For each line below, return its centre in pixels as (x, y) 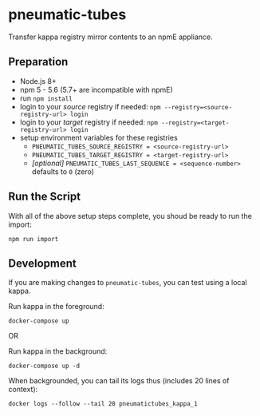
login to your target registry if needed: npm (89, 122)
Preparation (38, 62)
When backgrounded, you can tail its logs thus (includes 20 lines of (119, 381)
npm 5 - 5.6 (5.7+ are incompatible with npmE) (96, 89)
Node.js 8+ (38, 81)
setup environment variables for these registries (98, 137)
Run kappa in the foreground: (57, 307)
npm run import (33, 239)
